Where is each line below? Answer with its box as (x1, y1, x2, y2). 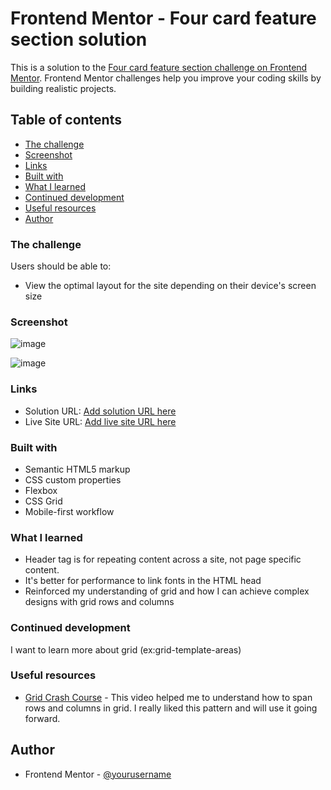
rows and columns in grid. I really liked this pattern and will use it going (24, 702, 318, 714)
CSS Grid (24, 495, 63, 507)
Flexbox (24, 484, 58, 496)
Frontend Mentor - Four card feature (10, 7, 317, 30)
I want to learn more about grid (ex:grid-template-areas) (10, 643, 242, 656)
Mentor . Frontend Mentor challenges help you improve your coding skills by (10, 72, 322, 84)
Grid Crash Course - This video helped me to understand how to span (24, 691, 313, 703)
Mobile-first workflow (24, 505, 115, 517)
